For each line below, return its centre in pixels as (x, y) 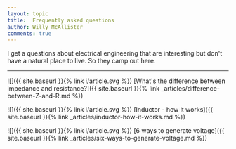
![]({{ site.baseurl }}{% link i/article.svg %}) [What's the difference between (117, 81)
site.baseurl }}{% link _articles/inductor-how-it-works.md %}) (97, 117)
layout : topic (28, 14)
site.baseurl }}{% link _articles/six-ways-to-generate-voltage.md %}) (107, 138)
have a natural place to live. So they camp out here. (81, 61)
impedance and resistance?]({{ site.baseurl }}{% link (84, 89)
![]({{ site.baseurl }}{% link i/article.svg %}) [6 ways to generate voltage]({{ (116, 131)
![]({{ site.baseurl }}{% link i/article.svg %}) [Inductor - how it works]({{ (110, 110)
